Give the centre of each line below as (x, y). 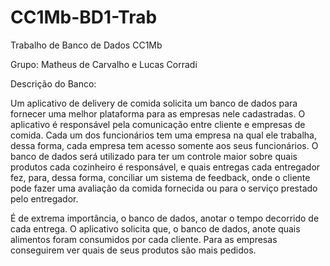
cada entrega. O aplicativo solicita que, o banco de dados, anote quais (155, 228)
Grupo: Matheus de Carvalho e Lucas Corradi (104, 64)
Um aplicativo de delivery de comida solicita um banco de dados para (154, 103)
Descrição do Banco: (53, 83)
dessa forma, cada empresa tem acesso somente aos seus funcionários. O (164, 145)
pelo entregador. (44, 198)
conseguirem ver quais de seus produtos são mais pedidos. (133, 250)
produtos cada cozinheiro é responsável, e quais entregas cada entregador (165, 167)
